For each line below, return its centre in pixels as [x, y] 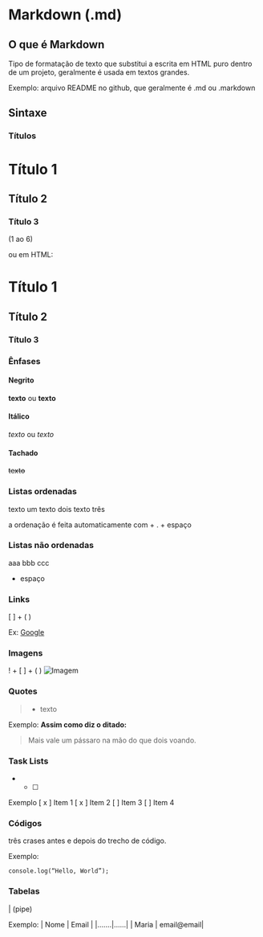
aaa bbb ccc [29, 563]
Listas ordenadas [43, 492]
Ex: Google [26, 632]
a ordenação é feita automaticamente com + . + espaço [100, 525]
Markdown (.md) [65, 15]
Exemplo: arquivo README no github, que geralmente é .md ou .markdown [132, 88]
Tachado [23, 452]
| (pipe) [20, 909]
